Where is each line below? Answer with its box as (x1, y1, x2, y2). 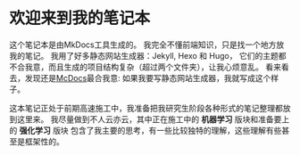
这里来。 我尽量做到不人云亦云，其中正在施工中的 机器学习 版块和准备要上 (16, 113, 290, 125)
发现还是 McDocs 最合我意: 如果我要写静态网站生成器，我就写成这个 (24, 72, 271, 83)
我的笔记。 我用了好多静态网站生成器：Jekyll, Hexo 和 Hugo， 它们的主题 (9, 50, 279, 61)
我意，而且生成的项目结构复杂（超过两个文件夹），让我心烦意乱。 (24, 61, 263, 72)
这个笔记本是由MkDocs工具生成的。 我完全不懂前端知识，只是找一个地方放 (9, 39, 285, 50)
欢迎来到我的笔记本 (9, 8, 151, 29)
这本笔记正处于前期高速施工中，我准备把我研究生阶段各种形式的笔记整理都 (9, 102, 283, 113)
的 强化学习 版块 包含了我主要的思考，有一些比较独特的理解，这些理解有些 (9, 125, 282, 135)
